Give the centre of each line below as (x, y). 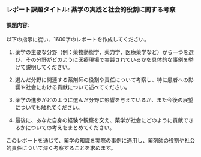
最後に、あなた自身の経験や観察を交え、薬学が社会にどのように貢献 (99, 120)
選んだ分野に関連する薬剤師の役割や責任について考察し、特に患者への (102, 80)
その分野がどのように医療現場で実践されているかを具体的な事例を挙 (109, 60)
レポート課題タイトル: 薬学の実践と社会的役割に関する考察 (91, 9)
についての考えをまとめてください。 (70, 128)
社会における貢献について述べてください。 (78, 87)
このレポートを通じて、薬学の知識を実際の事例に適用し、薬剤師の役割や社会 (101, 141)
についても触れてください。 (49, 108)
